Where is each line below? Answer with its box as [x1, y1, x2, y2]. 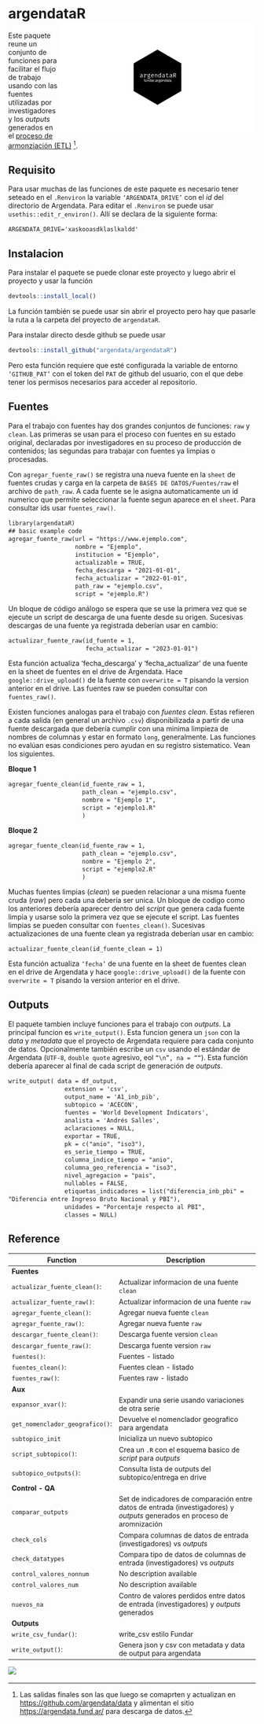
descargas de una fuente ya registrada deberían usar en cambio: [8, 621, 218, 630]
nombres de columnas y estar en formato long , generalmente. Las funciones [8, 732, 256, 742]
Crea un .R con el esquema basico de [119, 1445, 240, 1454]
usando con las [8, 80, 57, 90]
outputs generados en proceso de [119, 1511, 229, 1520]
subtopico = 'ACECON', [64, 1100, 139, 1109]
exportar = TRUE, [64, 1132, 122, 1140]
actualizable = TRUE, [75, 558, 146, 566]
